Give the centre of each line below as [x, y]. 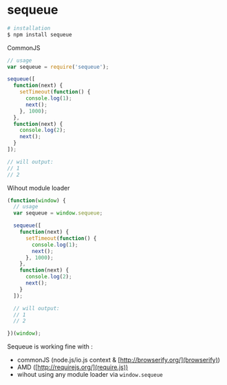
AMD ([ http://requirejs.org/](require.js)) [73, 367]
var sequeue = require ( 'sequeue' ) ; [58, 67]
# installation [29, 28]
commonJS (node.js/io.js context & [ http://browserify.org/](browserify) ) [118, 360]
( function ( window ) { [37, 200]
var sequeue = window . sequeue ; [58, 213]
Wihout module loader [39, 188]
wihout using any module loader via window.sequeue [90, 375]
